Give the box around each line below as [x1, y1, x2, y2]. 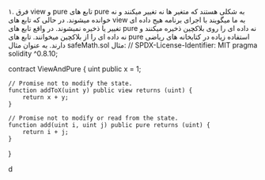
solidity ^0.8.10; [8, 49, 58, 58]
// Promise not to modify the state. [8, 79, 133, 87]
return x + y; [22, 94, 69, 101]
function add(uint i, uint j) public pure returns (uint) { [8, 121, 211, 129]
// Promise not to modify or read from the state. [8, 114, 179, 122]
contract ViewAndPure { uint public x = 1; [8, 64, 142, 74]
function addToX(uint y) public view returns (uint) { [8, 86, 193, 94]
